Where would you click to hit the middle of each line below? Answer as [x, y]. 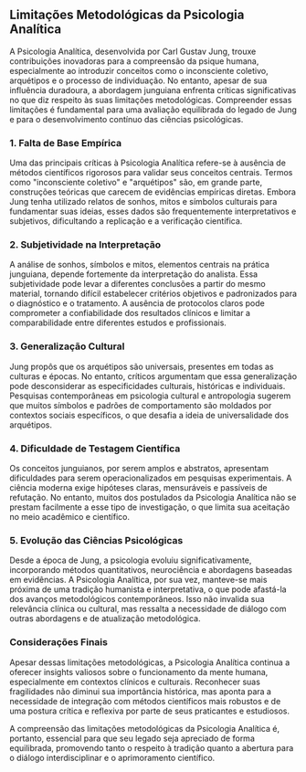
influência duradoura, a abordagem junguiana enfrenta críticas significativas [153, 90]
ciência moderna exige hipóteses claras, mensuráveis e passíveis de [138, 487]
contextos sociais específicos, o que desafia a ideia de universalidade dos [149, 415]
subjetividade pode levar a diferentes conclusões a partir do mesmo [138, 284]
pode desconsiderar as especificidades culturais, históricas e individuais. [148, 386]
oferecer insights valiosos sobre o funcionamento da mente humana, [139, 672]
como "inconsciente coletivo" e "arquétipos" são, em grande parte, [136, 183]
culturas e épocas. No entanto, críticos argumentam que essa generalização [153, 376]
